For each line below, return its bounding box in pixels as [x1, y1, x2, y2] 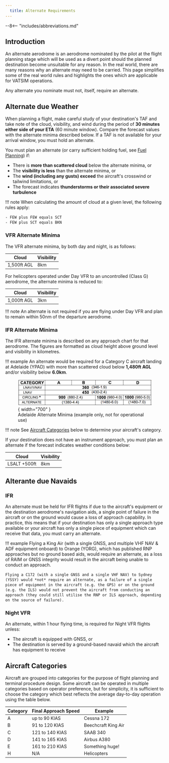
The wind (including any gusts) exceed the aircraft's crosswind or [12, 173, 152, 179]
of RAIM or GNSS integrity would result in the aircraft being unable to [5, 557, 149, 563]
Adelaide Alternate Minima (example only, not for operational [18, 412, 144, 418]
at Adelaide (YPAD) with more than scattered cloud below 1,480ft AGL [5, 364, 151, 370]
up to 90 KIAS [32, 715, 61, 721]
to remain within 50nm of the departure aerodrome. [5, 314, 112, 320]
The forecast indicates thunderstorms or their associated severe [12, 184, 150, 190]
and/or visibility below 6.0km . [5, 369, 67, 375]
